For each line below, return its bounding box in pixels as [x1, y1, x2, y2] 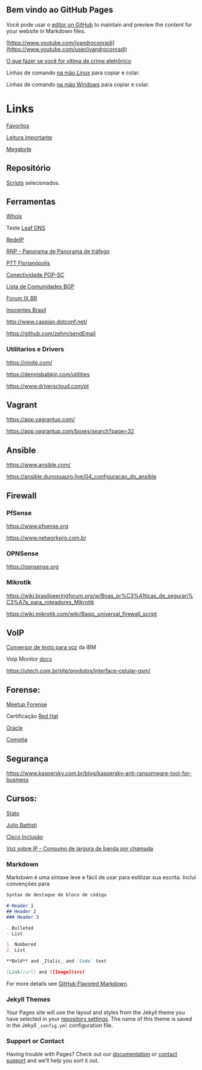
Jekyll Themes [6, 995, 51, 1003]
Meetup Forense [6, 701, 47, 708]
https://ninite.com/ [6, 358, 53, 366]
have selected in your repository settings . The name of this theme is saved [6, 1016, 192, 1023]
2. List [6, 947, 26, 953]
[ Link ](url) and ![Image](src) [6, 969, 85, 975]
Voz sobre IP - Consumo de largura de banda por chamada [6, 845, 154, 852]
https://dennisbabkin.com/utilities [6, 371, 90, 378]
